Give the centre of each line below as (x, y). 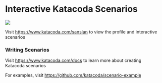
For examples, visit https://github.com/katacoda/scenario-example (73, 75)
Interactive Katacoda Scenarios (71, 9)
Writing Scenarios (27, 50)
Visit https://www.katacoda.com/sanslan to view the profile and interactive (81, 32)
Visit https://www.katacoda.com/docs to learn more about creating (73, 60)
